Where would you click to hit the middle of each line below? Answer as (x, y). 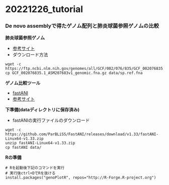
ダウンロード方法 (30, 55)
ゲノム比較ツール (23, 83)
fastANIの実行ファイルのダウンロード (51, 120)
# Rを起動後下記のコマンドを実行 (35, 168)
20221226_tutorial (44, 9)
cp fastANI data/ (23, 148)
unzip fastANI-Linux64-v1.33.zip (40, 143)
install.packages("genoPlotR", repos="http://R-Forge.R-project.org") (81, 178)
